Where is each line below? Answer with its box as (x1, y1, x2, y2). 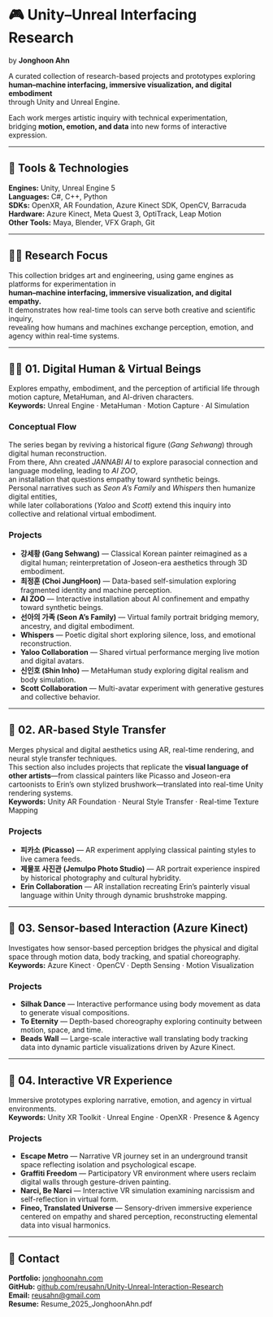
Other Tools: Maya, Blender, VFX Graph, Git (8, 217, 155, 227)
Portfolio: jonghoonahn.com (8, 1273, 103, 1283)
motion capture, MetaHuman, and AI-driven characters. (8, 392, 194, 402)
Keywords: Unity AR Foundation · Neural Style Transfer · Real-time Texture (8, 796, 259, 806)
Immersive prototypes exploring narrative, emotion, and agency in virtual (8, 1095, 252, 1105)
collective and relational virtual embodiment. (8, 508, 157, 518)
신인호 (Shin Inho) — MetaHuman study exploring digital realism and (19, 665, 249, 675)
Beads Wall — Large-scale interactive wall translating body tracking (19, 1034, 249, 1044)
